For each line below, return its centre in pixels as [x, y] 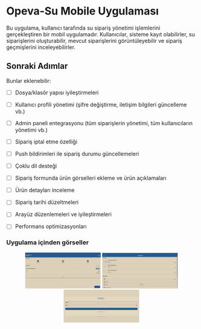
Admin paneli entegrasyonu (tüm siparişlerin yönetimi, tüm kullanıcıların [104, 123]
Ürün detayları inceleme [45, 190]
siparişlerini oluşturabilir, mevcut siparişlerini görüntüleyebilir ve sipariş [94, 41]
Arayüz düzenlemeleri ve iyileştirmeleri [63, 214]
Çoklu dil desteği [36, 166]
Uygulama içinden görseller [48, 243]
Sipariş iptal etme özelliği [46, 142]
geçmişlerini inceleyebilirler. [41, 47]
